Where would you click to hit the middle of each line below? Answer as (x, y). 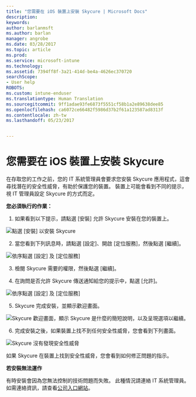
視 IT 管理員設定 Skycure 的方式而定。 (52, 194)
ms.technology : (25, 66)
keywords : (18, 22)
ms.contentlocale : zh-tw (36, 115)
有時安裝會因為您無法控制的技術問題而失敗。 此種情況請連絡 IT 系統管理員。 (98, 381)
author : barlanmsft (30, 28)
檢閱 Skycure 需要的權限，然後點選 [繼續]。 (67, 269)
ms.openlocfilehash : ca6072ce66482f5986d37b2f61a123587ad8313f (85, 110)
